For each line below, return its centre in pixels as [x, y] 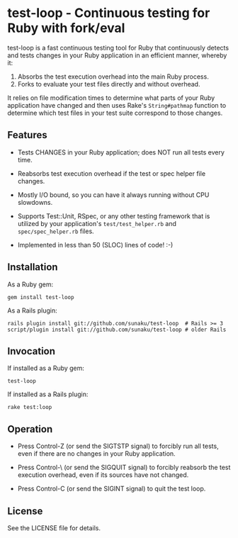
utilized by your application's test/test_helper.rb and [97, 223]
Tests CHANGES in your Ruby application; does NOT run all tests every [121, 152]
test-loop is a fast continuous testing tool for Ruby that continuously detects [118, 47]
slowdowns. [35, 202]
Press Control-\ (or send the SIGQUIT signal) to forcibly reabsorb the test [124, 467]
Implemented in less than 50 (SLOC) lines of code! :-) [95, 245]
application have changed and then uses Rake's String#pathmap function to [117, 105]
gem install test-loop [41, 297]
